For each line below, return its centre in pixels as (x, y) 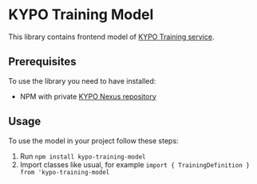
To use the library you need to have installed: (82, 80)
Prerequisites (42, 62)
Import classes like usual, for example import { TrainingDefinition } (134, 164)
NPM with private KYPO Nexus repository (88, 96)
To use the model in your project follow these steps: (93, 140)
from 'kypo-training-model (65, 172)
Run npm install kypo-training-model (83, 156)
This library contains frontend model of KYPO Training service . (111, 37)
